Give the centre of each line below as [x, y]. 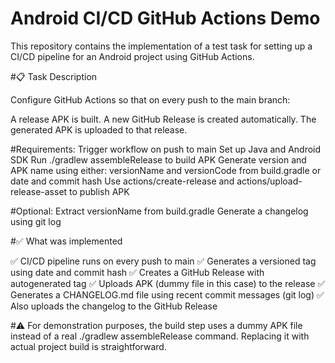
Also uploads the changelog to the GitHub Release [114, 306]
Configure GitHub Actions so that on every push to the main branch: [150, 99]
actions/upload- [269, 181]
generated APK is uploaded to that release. [99, 129]
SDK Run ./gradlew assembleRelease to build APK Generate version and [158, 159]
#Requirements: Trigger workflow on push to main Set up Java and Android [166, 149]
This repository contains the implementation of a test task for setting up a [161, 46]
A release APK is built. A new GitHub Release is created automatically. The [163, 119]
